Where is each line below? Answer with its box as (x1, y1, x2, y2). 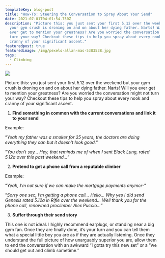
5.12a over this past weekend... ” (5, 154, 70, 160)
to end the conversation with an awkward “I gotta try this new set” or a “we (5, 242, 157, 248)
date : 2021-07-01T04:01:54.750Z (5, 16, 71, 21)
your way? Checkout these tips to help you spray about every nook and (5, 95, 150, 101)
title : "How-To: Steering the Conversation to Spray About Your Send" (5, 12, 153, 17)
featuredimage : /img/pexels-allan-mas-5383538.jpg (5, 48, 111, 53)
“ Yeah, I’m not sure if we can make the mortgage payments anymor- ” (5, 183, 146, 188)
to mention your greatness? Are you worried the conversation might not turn (5, 90, 159, 96)
